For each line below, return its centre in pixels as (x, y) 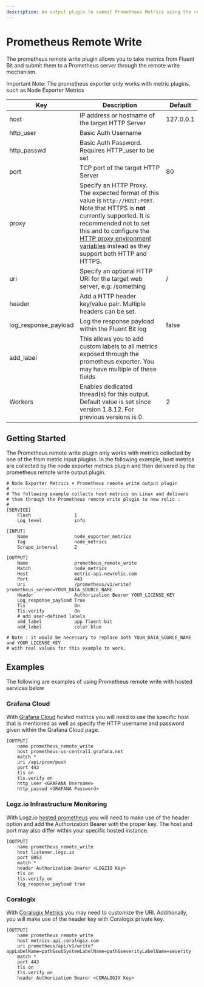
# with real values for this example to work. (66, 648)
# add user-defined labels (51, 617)
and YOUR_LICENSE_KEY (34, 643)
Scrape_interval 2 (47, 548)
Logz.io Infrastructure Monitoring (57, 804)
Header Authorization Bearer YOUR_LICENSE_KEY (96, 595)
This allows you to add (112, 339)
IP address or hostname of (117, 115)
